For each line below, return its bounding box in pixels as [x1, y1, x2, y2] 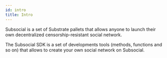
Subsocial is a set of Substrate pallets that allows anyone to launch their [5, 26, 156, 32]
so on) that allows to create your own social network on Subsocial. [5, 47, 145, 53]
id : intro [5, 7, 26, 13]
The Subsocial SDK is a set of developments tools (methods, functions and [5, 41, 162, 47]
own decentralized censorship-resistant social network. [5, 32, 122, 38]
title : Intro [5, 12, 33, 17]
